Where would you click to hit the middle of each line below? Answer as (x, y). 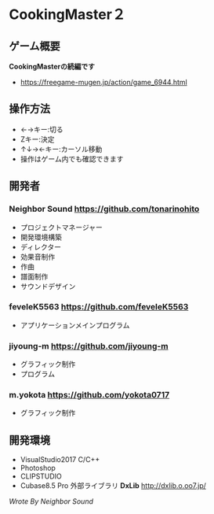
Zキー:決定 (37, 139)
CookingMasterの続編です (52, 67)
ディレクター (41, 246)
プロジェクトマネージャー (61, 227)
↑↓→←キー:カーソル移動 (61, 149)
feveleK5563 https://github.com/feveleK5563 (99, 307)
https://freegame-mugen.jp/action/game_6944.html (103, 82)
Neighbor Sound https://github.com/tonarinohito (104, 209)
